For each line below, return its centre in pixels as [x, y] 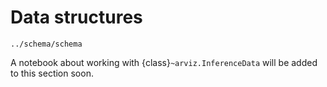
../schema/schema [46, 44]
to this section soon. [52, 73]
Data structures [76, 17]
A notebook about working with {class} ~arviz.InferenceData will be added [164, 62]
